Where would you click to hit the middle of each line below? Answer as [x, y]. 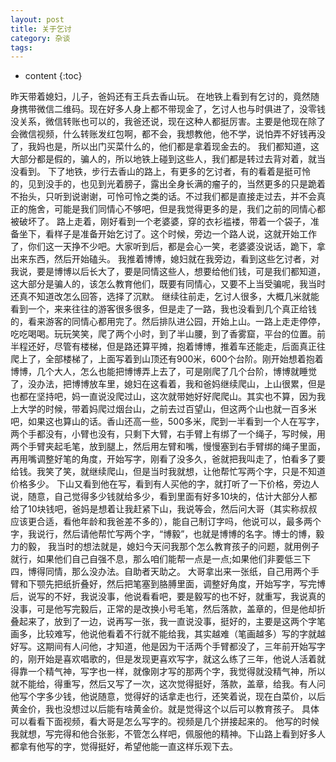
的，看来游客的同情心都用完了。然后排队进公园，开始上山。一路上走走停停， [168, 322]
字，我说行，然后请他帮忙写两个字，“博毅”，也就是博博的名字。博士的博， [163, 534]
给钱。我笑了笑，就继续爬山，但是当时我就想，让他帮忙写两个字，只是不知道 [168, 472]
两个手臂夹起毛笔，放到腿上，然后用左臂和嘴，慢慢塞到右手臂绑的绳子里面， [168, 447]
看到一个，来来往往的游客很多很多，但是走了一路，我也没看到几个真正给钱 [163, 309]
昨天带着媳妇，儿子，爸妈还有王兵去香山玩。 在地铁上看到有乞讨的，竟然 [160, 97]
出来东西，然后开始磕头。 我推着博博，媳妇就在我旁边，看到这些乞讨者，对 [165, 259]
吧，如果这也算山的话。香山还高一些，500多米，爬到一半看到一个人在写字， [167, 422]
